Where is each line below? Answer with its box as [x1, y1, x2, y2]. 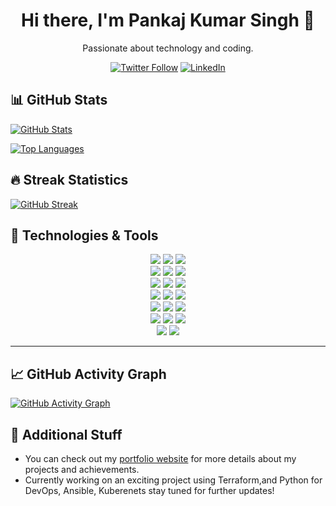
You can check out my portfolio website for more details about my [24, 453, 297, 464]
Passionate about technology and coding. [82, 42, 254, 54]
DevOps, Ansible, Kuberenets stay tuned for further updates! [24, 485, 275, 496]
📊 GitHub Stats [10, 92, 108, 109]
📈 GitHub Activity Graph [10, 365, 167, 383]
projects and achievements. [24, 464, 140, 475]
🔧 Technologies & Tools [10, 227, 159, 244]
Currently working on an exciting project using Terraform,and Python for [24, 474, 323, 486]
